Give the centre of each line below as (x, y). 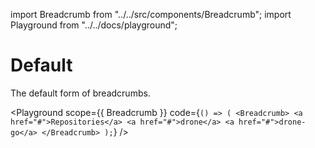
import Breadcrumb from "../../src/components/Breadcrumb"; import (151, 14)
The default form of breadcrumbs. (80, 93)
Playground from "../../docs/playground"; (94, 25)
